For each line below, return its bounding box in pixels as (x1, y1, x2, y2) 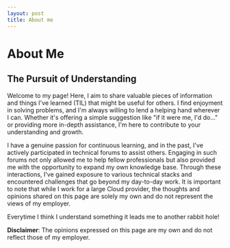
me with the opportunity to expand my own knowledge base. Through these (7, 162, 221, 171)
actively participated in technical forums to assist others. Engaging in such (7, 148, 217, 156)
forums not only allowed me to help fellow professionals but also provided (7, 156, 216, 164)
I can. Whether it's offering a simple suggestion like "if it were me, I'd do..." (7, 113, 218, 121)
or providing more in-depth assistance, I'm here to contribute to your (7, 121, 201, 129)
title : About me (7, 16, 53, 23)
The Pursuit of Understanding (7, 73, 137, 85)
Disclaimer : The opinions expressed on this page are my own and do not (7, 225, 213, 234)
